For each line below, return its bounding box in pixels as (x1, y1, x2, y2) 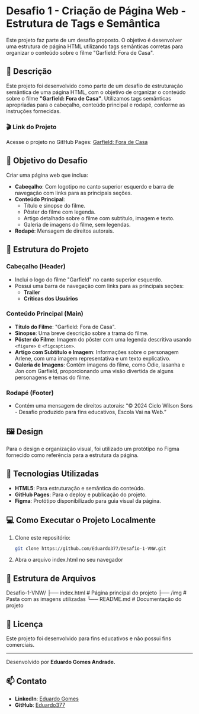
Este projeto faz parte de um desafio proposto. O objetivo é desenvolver (6, 36, 182, 43)
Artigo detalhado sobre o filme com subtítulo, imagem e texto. (23, 214, 175, 221)
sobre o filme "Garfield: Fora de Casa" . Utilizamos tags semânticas (6, 95, 172, 102)
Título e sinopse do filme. (23, 202, 86, 209)
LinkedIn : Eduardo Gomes (14, 695, 79, 702)
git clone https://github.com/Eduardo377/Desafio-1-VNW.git (14, 546, 166, 552)
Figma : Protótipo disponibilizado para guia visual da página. (14, 497, 161, 504)
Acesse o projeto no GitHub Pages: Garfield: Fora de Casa (6, 139, 148, 146)
